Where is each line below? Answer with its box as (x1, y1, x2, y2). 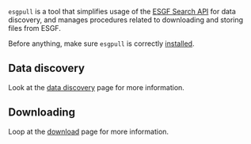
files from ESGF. (8, 24, 61, 32)
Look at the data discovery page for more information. (8, 82, 184, 92)
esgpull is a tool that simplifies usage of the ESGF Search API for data (8, 7, 236, 16)
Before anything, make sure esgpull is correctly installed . (8, 39, 195, 48)
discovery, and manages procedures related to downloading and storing (8, 15, 244, 25)
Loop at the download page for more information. (8, 127, 169, 136)
